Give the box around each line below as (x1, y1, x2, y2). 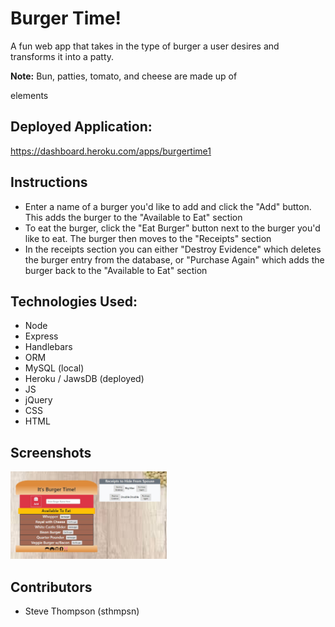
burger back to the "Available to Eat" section (24, 264, 208, 276)
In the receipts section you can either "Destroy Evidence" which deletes (24, 243, 322, 255)
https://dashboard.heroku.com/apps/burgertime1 (10, 145, 212, 157)
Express (24, 330, 59, 342)
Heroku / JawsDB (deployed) (24, 373, 145, 385)
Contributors (10, 578, 93, 596)
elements (10, 89, 49, 101)
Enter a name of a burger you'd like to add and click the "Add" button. (24, 200, 312, 212)
